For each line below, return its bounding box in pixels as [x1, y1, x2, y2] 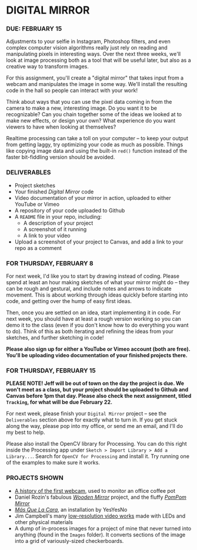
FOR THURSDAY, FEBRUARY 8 [6, 259, 94, 267]
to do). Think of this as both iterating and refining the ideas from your [6, 328, 173, 335]
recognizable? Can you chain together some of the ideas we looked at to [6, 111, 182, 118]
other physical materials [14, 518, 74, 525]
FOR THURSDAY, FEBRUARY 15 [6, 367, 96, 374]
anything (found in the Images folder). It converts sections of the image [14, 531, 186, 538]
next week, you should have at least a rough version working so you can [6, 315, 181, 322]
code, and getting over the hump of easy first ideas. [6, 298, 132, 305]
